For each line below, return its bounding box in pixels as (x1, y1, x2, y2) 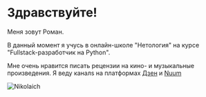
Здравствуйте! (7, 5, 98, 21)
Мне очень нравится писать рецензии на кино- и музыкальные (7, 61, 195, 69)
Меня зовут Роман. (7, 28, 64, 36)
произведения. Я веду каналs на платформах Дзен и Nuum (7, 69, 182, 77)
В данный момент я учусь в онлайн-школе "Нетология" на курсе (7, 41, 200, 49)
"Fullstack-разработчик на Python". (7, 48, 111, 56)
